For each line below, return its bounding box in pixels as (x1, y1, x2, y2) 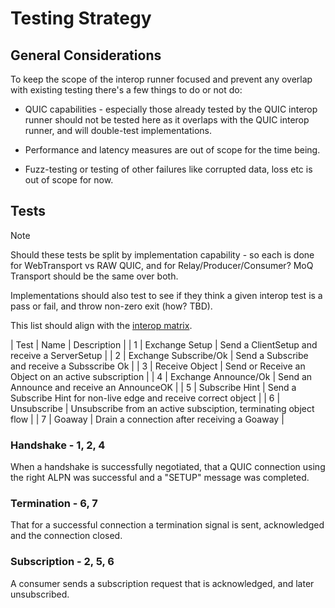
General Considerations (10, 47, 162, 64)
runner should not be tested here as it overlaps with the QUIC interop (24, 114, 310, 126)
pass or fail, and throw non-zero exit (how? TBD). (10, 300, 213, 312)
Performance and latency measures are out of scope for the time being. (24, 144, 321, 156)
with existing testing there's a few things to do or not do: (10, 84, 243, 96)
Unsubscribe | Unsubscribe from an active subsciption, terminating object (10, 402, 315, 414)
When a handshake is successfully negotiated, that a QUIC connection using (10, 461, 326, 473)
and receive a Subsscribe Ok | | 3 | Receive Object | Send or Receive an (10, 360, 306, 372)
